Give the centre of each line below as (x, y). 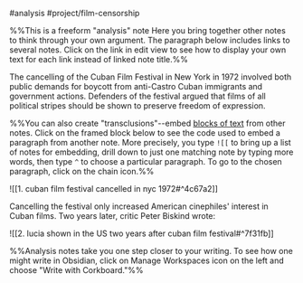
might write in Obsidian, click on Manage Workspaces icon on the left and (147, 260)
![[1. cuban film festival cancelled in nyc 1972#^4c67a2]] (114, 189)
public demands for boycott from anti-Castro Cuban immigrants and (136, 86)
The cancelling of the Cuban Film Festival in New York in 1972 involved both (151, 77)
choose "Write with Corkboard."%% (76, 270)
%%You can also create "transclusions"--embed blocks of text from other (148, 123)
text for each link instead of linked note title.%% (99, 59)
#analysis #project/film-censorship (75, 13)
